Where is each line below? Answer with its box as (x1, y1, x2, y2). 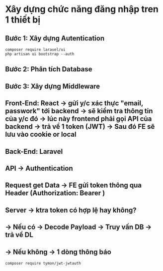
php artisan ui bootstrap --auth (5, 51, 75, 56)
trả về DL (5, 231, 33, 239)
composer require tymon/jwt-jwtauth (5, 261, 81, 266)
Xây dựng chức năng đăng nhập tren (5, 3, 159, 15)
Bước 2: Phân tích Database (5, 65, 92, 73)
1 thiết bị (5, 14, 41, 25)
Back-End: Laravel (5, 147, 63, 156)
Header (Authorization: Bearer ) (5, 189, 105, 198)
